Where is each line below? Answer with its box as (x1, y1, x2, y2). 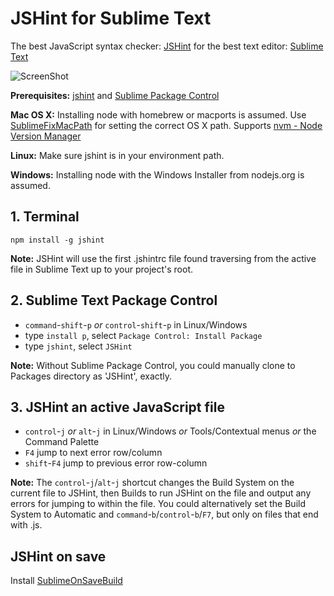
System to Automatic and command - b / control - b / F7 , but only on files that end (10, 508, 319, 521)
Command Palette (24, 436, 100, 448)
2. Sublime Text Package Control (10, 292, 218, 309)
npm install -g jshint (10, 235, 105, 245)
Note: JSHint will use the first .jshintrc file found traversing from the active (10, 252, 317, 264)
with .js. (10, 519, 43, 531)
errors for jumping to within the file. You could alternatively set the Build (10, 498, 306, 510)
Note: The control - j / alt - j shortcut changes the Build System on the (10, 477, 295, 489)
